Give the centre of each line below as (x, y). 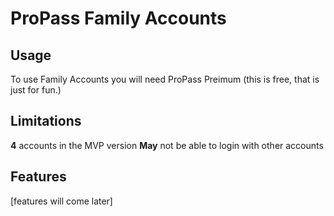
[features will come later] (61, 201)
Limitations (46, 121)
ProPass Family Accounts (118, 18)
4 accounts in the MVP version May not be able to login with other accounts (167, 145)
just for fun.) (36, 90)
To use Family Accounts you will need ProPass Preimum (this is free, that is (165, 79)
